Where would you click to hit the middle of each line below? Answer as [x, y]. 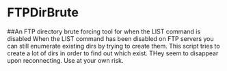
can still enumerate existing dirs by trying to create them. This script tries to [113, 46]
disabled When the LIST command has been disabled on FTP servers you [110, 38]
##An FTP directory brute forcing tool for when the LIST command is [104, 31]
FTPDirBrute [43, 13]
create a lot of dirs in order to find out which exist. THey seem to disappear [113, 53]
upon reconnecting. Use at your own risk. [66, 60]
